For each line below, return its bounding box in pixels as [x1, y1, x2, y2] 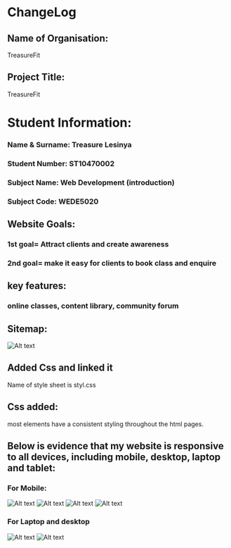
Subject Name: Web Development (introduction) [7, 178, 175, 187]
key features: [7, 280, 67, 292]
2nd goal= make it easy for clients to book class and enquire [7, 258, 216, 268]
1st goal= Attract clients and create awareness [7, 239, 169, 249]
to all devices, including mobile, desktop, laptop [7, 452, 221, 463]
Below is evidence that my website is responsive [7, 440, 224, 452]
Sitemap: [7, 323, 48, 335]
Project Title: [7, 71, 65, 83]
